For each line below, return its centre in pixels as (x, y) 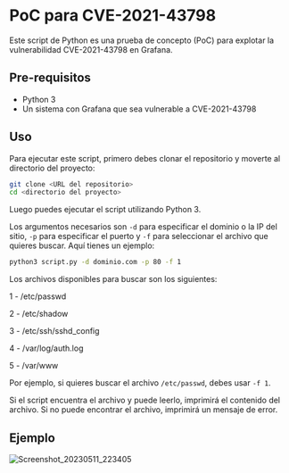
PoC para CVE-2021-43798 (113, 16)
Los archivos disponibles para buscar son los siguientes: (113, 279)
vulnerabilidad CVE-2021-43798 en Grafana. (91, 49)
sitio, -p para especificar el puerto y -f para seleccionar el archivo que (139, 236)
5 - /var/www (34, 366)
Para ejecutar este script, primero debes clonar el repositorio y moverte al (145, 158)
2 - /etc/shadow (39, 314)
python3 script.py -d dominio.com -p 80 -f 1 (95, 262)
